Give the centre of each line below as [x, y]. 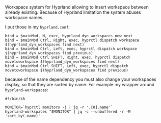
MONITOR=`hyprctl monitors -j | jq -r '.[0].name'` [59, 107]
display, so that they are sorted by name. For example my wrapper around [80, 85]
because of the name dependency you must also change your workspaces [81, 79]
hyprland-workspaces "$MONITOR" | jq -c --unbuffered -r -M [68, 112]
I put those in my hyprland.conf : [38, 27]
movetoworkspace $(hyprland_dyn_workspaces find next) [62, 62]
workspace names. [24, 17]
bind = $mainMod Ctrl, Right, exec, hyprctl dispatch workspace [72, 40]
